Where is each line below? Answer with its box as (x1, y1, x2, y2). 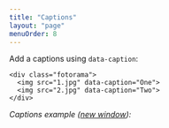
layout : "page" (9, 21, 65, 30)
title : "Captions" (9, 12, 77, 22)
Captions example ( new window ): (9, 109, 132, 120)
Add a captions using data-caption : (9, 54, 139, 64)
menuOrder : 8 (9, 29, 58, 38)
